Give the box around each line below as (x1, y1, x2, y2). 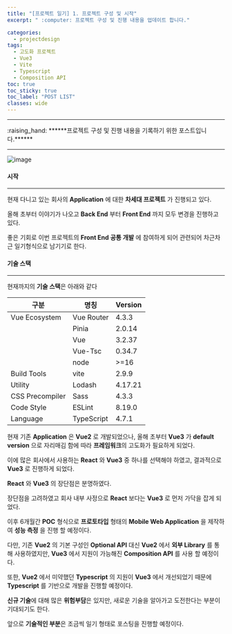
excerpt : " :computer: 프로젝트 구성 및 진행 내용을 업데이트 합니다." (7, 17, 190, 24)
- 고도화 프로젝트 (13, 49, 57, 55)
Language (10, 414, 43, 423)
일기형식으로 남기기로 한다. (14, 242, 87, 250)
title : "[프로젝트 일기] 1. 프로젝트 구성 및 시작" (7, 10, 137, 17)
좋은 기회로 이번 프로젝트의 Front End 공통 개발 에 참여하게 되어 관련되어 (7, 234, 202, 242)
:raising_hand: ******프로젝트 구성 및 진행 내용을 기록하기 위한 (7, 126, 177, 134)
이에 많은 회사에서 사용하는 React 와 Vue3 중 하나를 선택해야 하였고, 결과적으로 (7, 456, 222, 464)
